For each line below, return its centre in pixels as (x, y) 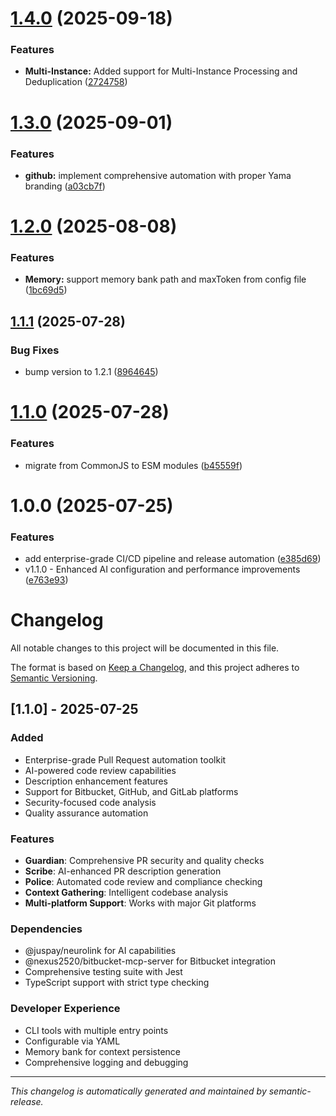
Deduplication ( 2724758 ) (76, 82)
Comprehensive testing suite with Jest (103, 972)
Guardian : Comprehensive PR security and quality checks (144, 861)
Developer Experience (65, 1009)
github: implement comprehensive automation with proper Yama (158, 175)
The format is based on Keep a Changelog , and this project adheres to (155, 668)
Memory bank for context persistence (102, 1051)
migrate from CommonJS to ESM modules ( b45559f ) (133, 465)
